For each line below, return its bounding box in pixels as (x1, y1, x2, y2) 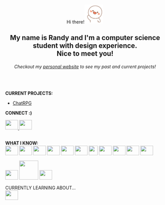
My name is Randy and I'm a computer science (10, 33, 160, 42)
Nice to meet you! (56, 49, 114, 58)
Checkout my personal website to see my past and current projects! (14, 63, 156, 70)
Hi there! (66, 19, 85, 25)
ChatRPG (12, 100, 32, 106)
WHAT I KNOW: (5, 140, 38, 146)
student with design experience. (32, 42, 138, 50)
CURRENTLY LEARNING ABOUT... (5, 185, 76, 191)
